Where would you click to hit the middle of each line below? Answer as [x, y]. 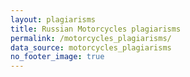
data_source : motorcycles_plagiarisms [91, 47]
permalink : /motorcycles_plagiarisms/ [91, 38]
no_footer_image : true [57, 57]
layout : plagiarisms [53, 19]
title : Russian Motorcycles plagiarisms [96, 29]
